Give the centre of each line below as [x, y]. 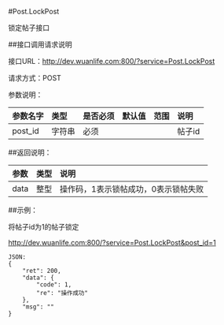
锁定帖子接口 [29, 28]
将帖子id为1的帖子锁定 [44, 227]
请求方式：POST [35, 78]
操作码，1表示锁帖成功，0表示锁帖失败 [132, 189]
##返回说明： [30, 152]
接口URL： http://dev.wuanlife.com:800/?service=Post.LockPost [112, 61]
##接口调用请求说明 [40, 44]
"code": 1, [54, 285]
